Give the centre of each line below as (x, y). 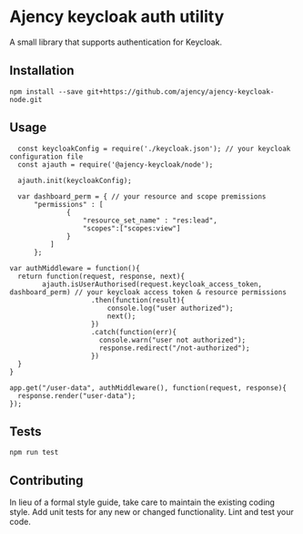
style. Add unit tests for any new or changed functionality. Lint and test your (151, 512)
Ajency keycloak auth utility (117, 17)
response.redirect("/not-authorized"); (174, 348)
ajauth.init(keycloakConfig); (75, 180)
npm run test (34, 453)
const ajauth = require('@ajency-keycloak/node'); (116, 164)
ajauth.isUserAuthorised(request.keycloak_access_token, (152, 284)
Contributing (46, 480)
